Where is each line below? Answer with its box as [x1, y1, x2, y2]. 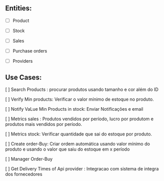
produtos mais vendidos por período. [5, 121, 82, 127]
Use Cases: [5, 73, 42, 81]
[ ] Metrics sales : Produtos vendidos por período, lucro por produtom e [5, 116, 154, 122]
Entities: [5, 4, 32, 13]
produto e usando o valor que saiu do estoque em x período [5, 146, 130, 152]
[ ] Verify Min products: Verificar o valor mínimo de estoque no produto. [5, 96, 154, 102]
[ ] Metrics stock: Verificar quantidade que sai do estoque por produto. [5, 131, 152, 137]
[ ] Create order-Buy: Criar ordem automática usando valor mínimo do [5, 141, 150, 147]
